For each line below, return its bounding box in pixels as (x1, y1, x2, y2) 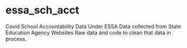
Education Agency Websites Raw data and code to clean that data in (5, 29, 171, 36)
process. (5, 35, 27, 42)
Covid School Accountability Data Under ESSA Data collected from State (5, 23, 181, 30)
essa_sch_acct (5, 4, 80, 17)
